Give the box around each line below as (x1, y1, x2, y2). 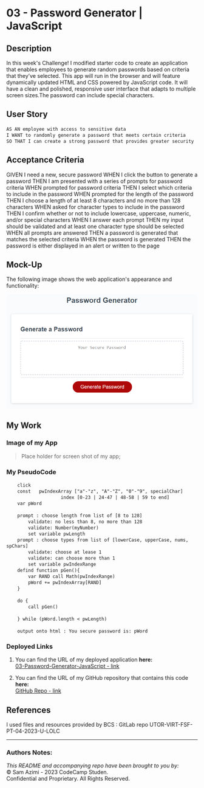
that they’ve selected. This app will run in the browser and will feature (6, 72, 180, 79)
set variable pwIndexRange (28, 561, 97, 568)
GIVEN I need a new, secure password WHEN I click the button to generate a (6, 171, 198, 178)
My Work (6, 420, 42, 431)
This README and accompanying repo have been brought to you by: (6, 762, 179, 769)
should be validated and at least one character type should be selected (6, 223, 184, 230)
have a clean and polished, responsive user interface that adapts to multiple (6, 85, 196, 92)
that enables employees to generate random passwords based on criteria (6, 66, 190, 73)
